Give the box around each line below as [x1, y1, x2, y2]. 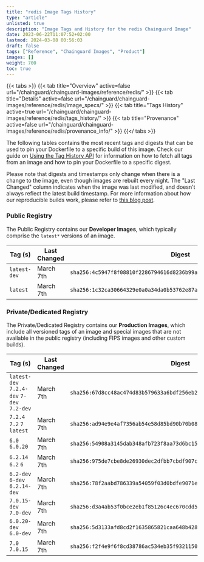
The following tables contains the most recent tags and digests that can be [6, 139, 194, 147]
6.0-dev [9, 530, 32, 536]
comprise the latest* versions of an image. [6, 232, 115, 239]
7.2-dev [9, 405, 32, 412]
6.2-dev [9, 470, 32, 477]
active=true [6, 108, 35, 116]
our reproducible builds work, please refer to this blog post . [6, 196, 155, 204]
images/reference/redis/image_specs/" [6, 102, 104, 109]
